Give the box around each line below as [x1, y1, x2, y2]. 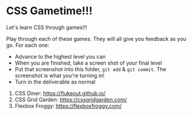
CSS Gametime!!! [6, 4, 93, 18]
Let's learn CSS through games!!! [6, 24, 87, 31]
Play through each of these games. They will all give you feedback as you [6, 35, 187, 42]
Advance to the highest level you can [14, 53, 106, 60]
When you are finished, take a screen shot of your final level [14, 59, 162, 66]
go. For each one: [6, 41, 49, 49]
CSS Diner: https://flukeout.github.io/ [14, 90, 106, 97]
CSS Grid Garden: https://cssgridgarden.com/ [14, 96, 127, 103]
